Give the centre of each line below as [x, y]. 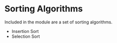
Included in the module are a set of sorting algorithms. [58, 22]
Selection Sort [26, 36]
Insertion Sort [25, 31]
